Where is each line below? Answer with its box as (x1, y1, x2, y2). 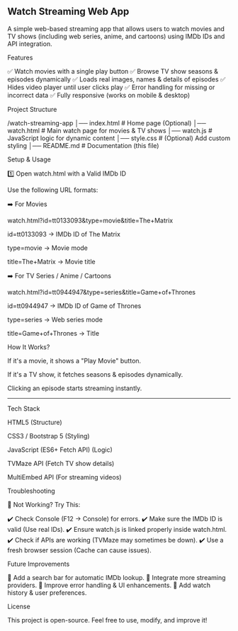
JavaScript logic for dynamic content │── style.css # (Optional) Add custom (7, 134, 231, 142)
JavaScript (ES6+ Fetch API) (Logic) (7, 445, 113, 454)
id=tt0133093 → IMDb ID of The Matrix (7, 229, 120, 238)
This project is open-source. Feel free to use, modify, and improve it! (7, 615, 208, 624)
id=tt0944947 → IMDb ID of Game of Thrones (7, 301, 142, 310)
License (7, 602, 30, 610)
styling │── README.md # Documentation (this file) (7, 141, 159, 149)
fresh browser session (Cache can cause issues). (7, 545, 152, 555)
